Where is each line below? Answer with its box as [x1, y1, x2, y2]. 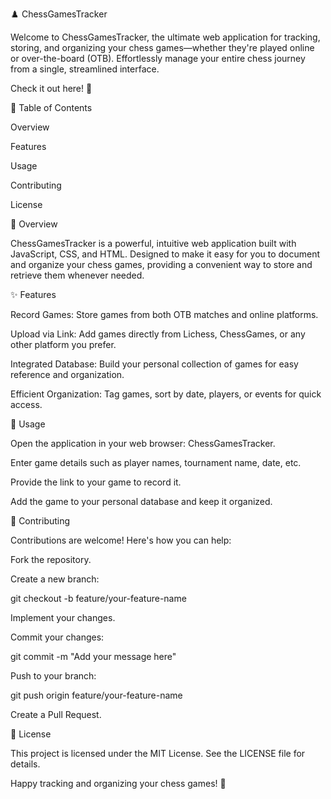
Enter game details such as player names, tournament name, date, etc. [10, 457, 302, 468]
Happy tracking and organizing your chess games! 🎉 [10, 778, 227, 789]
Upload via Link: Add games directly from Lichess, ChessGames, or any [10, 328, 306, 340]
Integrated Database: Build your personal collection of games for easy [10, 358, 299, 370]
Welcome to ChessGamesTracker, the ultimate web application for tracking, [10, 31, 321, 43]
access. [10, 399, 43, 410]
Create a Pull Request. [10, 709, 102, 720]
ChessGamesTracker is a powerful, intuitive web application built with [10, 238, 297, 249]
